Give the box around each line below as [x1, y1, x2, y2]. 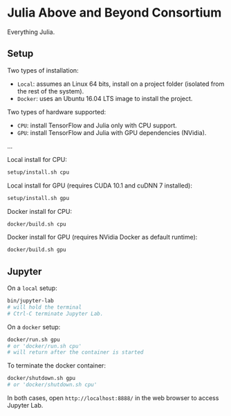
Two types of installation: [7, 66, 79, 74]
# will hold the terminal [7, 303, 82, 311]
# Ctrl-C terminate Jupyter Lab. [7, 310, 104, 317]
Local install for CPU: [7, 155, 67, 163]
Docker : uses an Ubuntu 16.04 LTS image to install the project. [17, 94, 193, 102]
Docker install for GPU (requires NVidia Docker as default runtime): [7, 233, 198, 242]
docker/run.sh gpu [7, 336, 60, 343]
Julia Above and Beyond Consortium [7, 5, 222, 21]
